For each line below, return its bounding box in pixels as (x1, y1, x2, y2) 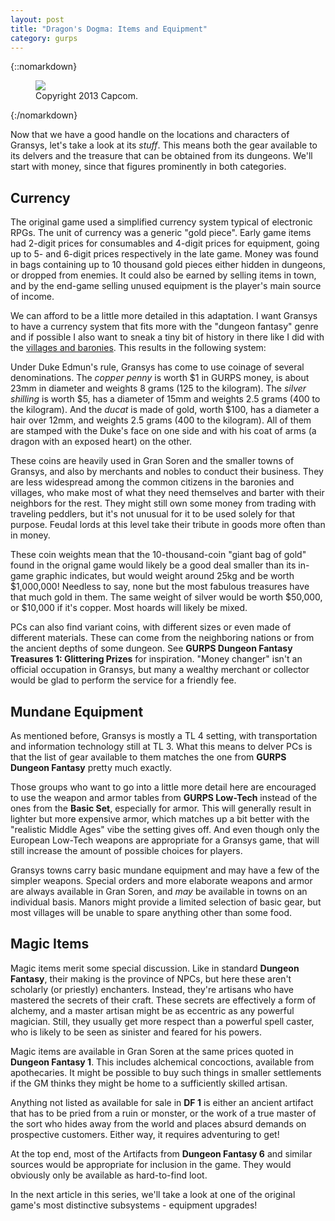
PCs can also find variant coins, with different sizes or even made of (10, 621, 292, 633)
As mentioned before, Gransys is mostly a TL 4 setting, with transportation (10, 730, 318, 741)
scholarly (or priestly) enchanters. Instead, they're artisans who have (10, 983, 295, 995)
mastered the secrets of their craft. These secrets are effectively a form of (10, 994, 317, 1006)
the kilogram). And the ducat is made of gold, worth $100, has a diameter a (10, 404, 320, 416)
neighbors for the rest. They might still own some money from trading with (10, 497, 317, 510)
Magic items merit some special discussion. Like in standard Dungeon (10, 962, 300, 974)
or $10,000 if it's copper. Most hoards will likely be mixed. (10, 602, 248, 614)
